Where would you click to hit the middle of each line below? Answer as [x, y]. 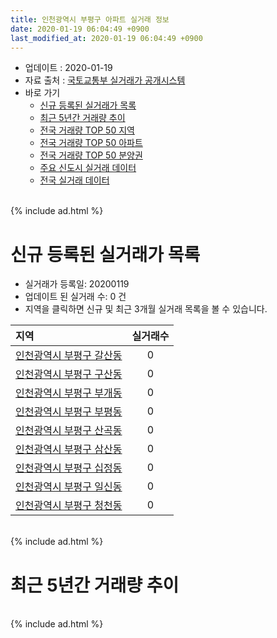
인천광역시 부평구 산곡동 [69, 431]
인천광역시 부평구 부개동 [69, 393]
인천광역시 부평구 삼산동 [69, 449]
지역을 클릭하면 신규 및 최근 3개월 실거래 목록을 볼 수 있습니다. [146, 309]
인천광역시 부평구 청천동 [69, 506]
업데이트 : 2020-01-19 [68, 68]
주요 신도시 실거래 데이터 [88, 168]
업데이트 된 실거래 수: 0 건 [75, 297]
